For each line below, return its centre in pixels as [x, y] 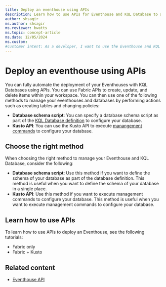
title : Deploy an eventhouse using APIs [47, 10]
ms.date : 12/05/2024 [26, 38]
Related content [30, 267]
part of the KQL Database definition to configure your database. [77, 120]
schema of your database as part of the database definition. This [78, 178]
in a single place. [29, 189]
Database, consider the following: [39, 164]
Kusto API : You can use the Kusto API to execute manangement [77, 125]
